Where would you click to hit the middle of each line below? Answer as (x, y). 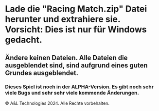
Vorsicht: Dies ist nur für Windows (76, 30)
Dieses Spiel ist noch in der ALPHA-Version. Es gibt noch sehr (79, 87)
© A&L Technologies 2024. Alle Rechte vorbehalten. (57, 103)
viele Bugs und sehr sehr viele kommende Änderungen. (72, 93)
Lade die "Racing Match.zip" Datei (76, 9)
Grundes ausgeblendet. (42, 73)
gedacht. (24, 40)
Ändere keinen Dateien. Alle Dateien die (66, 57)
